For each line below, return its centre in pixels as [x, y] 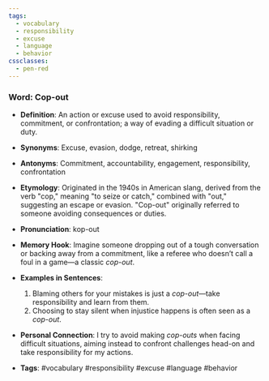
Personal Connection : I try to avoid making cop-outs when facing [130, 335]
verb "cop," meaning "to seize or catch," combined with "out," [123, 196]
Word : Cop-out [38, 96]
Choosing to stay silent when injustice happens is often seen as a [141, 311]
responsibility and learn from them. [91, 302]
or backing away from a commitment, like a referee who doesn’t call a [137, 254]
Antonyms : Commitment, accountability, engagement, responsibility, [135, 164]
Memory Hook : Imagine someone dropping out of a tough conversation [139, 245]
